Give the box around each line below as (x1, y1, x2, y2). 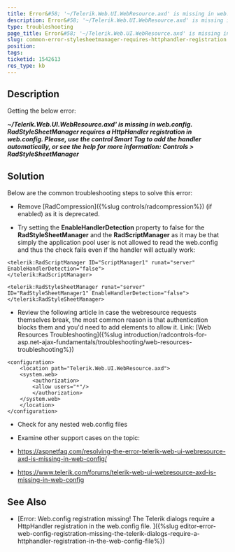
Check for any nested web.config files (17, 420, 128, 429)
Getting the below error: (7, 106, 76, 115)
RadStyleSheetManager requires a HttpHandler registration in (7, 127, 192, 136)
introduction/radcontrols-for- (123, 330, 208, 339)
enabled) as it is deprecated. (17, 210, 100, 218)
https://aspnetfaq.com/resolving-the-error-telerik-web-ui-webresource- (17, 447, 226, 455)
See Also (7, 496, 47, 508)
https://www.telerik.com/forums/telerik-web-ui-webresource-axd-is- (17, 468, 217, 476)
